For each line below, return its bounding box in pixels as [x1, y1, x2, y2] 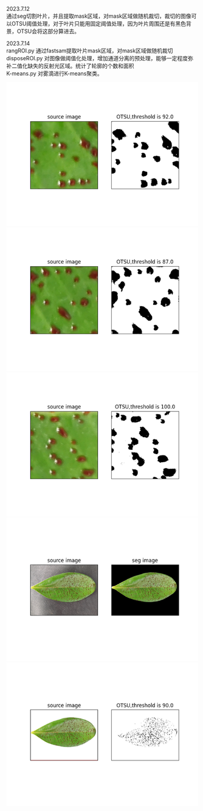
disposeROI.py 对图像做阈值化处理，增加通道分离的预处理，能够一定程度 [6, 55, 188, 61]
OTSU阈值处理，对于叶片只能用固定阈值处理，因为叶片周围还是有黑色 [11, 20, 187, 27]
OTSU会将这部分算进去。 [16, 27, 80, 35]
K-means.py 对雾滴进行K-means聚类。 [6, 70, 103, 77]
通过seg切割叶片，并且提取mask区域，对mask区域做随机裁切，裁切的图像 [6, 12, 191, 19]
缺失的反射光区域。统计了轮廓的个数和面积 [27, 62, 134, 69]
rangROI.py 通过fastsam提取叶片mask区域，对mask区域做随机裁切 [6, 47, 173, 54]
